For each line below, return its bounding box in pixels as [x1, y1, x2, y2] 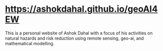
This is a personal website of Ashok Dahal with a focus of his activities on [5, 30, 153, 36]
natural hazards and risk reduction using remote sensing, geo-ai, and [5, 35, 144, 41]
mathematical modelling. [5, 40, 55, 46]
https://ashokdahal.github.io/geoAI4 [5, 3, 158, 15]
